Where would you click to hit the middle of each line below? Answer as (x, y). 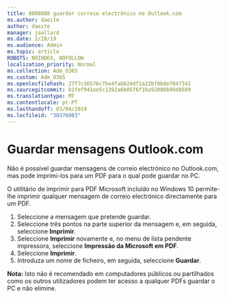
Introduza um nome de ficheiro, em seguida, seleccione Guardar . (109, 260)
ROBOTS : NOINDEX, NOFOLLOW (45, 58)
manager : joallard (33, 33)
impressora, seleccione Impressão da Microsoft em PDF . (98, 246)
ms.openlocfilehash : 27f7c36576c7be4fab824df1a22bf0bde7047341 (99, 84)
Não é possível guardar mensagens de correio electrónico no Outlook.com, (113, 168)
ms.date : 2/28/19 (32, 39)
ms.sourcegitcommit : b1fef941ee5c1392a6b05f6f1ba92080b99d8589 (99, 90)
